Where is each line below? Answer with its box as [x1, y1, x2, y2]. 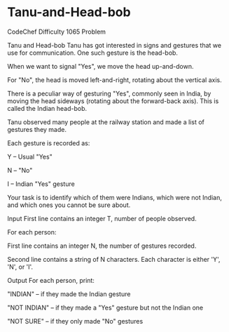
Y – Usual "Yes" [7, 152, 53, 161]
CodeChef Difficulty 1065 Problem [7, 27, 106, 36]
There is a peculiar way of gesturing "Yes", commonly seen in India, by [7, 89, 211, 98]
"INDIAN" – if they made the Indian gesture [7, 289, 131, 298]
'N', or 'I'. [7, 263, 34, 271]
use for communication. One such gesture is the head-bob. [7, 48, 179, 57]
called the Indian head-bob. [7, 104, 88, 112]
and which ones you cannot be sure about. [7, 201, 131, 209]
